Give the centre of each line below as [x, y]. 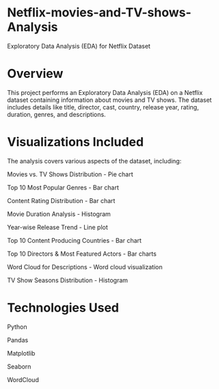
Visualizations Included [75, 142]
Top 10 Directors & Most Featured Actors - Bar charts [82, 254]
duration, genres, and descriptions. [56, 114]
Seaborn [19, 366]
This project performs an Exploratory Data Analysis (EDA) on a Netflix [105, 92]
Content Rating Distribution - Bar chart [61, 200]
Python [17, 327]
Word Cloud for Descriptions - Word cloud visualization [85, 267]
